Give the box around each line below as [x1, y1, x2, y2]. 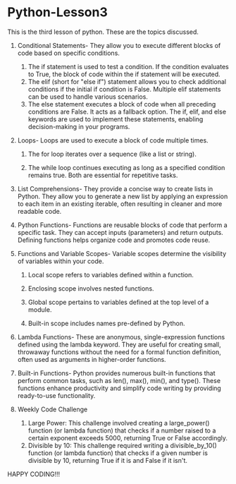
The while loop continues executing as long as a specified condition [27, 163, 225, 171]
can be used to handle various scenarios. [27, 92, 148, 101]
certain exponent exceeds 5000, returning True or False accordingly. [27, 433, 228, 442]
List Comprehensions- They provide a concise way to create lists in [17, 184, 213, 193]
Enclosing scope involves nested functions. [27, 284, 154, 293]
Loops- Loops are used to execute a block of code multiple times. [17, 135, 209, 145]
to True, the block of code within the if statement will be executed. [27, 70, 221, 78]
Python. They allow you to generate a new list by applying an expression [17, 192, 228, 200]
